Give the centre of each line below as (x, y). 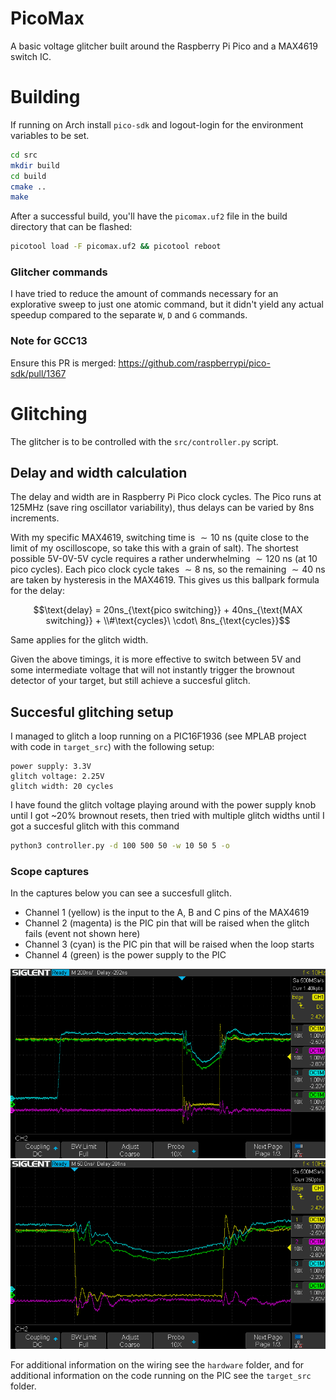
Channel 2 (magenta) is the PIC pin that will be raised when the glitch (167, 923)
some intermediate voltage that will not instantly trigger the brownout (152, 670)
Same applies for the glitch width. (79, 640)
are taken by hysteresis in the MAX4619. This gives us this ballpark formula (165, 580)
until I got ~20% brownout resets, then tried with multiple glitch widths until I (167, 816)
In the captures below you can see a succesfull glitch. (121, 893)
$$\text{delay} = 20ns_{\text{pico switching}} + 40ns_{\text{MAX (168, 610)
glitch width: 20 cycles (62, 787)
